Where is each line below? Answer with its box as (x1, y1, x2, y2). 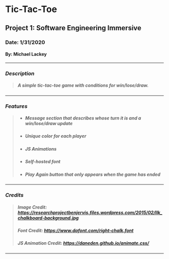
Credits (5, 191, 24, 199)
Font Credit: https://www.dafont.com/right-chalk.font (17, 227, 134, 233)
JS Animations (25, 146, 57, 152)
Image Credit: (17, 204, 47, 210)
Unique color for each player (25, 133, 87, 139)
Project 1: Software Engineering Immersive (5, 24, 142, 32)
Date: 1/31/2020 (5, 39, 45, 46)
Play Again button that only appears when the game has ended (25, 171, 161, 177)
